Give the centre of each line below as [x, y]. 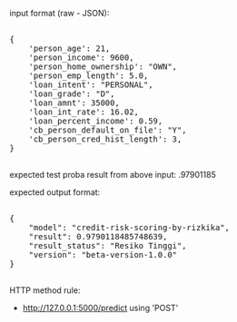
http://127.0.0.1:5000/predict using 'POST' [100, 308]
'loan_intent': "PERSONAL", [91, 85]
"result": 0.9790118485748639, [98, 236]
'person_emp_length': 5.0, [89, 76]
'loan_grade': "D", [72, 94]
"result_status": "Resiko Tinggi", [108, 245]
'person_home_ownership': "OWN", [103, 67]
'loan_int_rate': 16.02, [84, 112]
